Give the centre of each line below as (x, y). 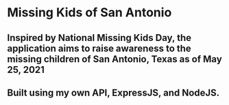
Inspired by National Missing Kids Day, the (99, 38)
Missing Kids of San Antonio (89, 13)
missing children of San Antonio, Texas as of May (115, 59)
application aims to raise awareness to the (99, 48)
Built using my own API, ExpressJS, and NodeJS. (113, 92)
